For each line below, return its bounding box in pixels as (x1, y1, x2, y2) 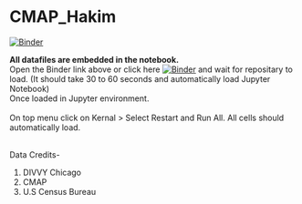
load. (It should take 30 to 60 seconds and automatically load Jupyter (9, 73, 271, 84)
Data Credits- (9, 148, 61, 160)
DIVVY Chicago (22, 167, 82, 178)
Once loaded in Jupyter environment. (9, 93, 150, 104)
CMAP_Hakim (9, 6, 117, 27)
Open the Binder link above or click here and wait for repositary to (9, 64, 294, 75)
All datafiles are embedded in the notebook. (9, 54, 180, 65)
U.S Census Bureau (22, 186, 97, 197)
